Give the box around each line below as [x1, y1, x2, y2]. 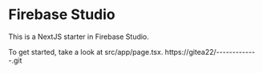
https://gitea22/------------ [164, 47, 255, 56]
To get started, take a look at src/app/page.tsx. [8, 47, 164, 56]
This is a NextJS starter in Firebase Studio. [8, 32, 150, 41]
